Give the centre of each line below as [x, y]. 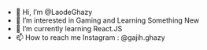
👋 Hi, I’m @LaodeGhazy [54, 12]
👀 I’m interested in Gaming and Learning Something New [107, 20]
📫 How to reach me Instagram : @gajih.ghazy [90, 37]
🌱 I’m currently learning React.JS [69, 29]
